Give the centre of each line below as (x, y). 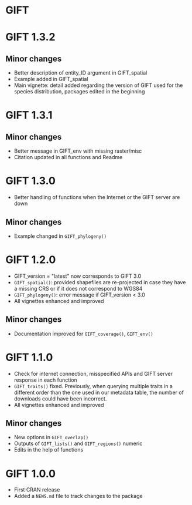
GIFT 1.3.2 (30, 37)
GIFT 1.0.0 (31, 474)
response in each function (45, 380)
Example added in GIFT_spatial (51, 79)
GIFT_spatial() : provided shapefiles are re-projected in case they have (100, 282)
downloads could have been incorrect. (60, 398)
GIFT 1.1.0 (29, 357)
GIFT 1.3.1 (29, 115)
